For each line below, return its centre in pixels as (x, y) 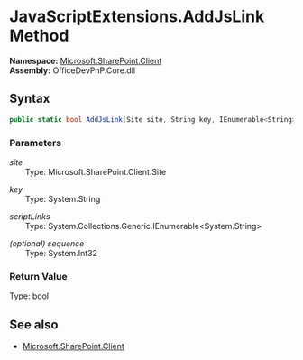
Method (39, 36)
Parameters (35, 143)
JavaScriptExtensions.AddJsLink (137, 17)
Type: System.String (63, 198)
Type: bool (29, 296)
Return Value (38, 276)
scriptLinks (30, 216)
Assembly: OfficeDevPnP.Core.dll (73, 70)
